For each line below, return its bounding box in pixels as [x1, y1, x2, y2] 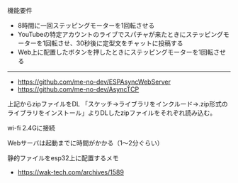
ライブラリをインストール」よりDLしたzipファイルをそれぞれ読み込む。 [7, 109, 217, 117]
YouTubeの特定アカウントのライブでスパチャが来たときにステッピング [17, 30, 224, 38]
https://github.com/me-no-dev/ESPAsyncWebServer [17, 77, 171, 86]
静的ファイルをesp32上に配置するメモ [7, 154, 119, 162]
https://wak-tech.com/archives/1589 [17, 168, 124, 176]
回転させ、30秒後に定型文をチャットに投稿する [45, 39, 183, 48]
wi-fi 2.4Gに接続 [7, 123, 55, 132]
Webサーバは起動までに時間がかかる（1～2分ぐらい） [7, 139, 164, 147]
